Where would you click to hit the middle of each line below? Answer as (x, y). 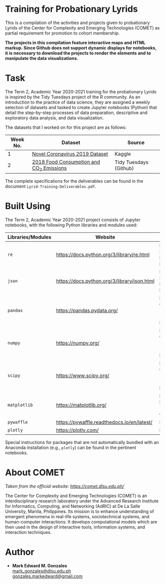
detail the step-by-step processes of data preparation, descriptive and (76, 112)
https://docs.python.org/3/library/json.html (105, 281)
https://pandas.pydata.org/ (87, 310)
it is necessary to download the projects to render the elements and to (78, 53)
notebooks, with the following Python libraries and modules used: (71, 225)
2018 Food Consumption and (66, 162)
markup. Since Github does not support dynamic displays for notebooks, (81, 48)
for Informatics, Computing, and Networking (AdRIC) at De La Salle (73, 506)
